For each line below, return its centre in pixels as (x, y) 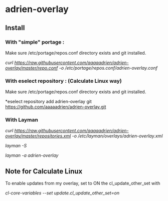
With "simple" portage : (35, 42)
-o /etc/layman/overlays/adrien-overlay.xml (117, 136)
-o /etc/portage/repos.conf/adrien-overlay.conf (108, 68)
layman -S (16, 146)
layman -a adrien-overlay (32, 155)
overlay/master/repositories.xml (38, 136)
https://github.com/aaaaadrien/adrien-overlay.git (56, 107)
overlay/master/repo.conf (32, 68)
